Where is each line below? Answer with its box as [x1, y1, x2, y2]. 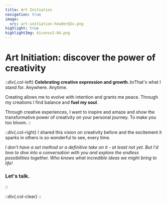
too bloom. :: [5, 119, 31, 125]
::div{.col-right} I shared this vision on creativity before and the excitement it [5, 129, 162, 135]
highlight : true [5, 26, 39, 31]
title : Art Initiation [5, 7, 52, 12]
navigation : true [5, 12, 41, 17]
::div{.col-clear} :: [5, 194, 41, 200]
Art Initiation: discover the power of [5, 52, 156, 63]
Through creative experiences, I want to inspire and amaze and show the [5, 109, 155, 115]
